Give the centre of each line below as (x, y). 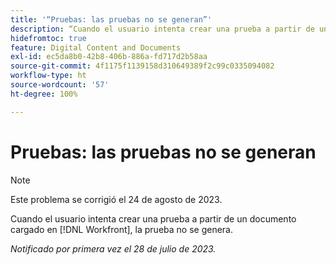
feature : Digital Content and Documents (96, 47)
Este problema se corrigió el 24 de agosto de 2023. (116, 199)
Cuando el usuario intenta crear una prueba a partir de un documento (153, 218)
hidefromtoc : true (48, 38)
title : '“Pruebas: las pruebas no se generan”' (111, 19)
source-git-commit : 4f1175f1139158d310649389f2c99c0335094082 (142, 66)
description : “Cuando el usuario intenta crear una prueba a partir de (162, 29)
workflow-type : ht (48, 76)
